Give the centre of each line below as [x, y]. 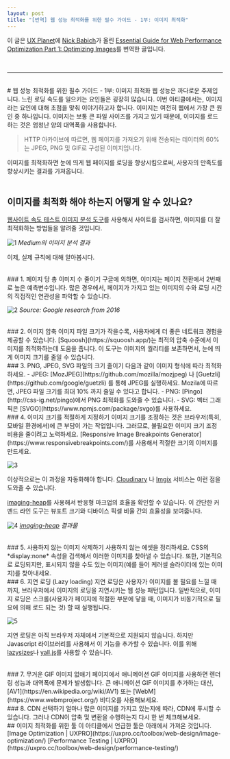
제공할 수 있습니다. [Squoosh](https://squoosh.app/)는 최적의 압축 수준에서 [109, 340]
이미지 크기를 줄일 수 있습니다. [54, 357]
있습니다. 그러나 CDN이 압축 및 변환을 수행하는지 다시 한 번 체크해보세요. [104, 717]
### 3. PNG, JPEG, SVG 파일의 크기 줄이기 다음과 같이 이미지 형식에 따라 [105, 366]
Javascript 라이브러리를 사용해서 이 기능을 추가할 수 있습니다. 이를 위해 [102, 644]
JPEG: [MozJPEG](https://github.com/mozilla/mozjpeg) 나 [113, 374]
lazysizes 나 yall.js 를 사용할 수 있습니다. [60, 653]
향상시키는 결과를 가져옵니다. [46, 171]
